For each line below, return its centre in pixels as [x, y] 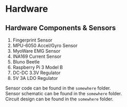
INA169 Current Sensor [37, 56]
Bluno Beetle [26, 62]
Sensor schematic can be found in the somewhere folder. [64, 93]
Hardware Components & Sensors [61, 28]
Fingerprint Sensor [33, 40]
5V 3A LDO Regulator [35, 78]
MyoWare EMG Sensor [36, 51]
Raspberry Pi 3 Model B [38, 67]
